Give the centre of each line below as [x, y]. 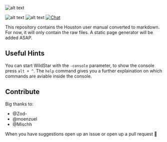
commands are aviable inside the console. [48, 76]
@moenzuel [25, 119]
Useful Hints [25, 53]
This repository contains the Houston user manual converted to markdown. [82, 27]
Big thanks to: [19, 104]
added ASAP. [19, 38]
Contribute [22, 92]
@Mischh [22, 124]
